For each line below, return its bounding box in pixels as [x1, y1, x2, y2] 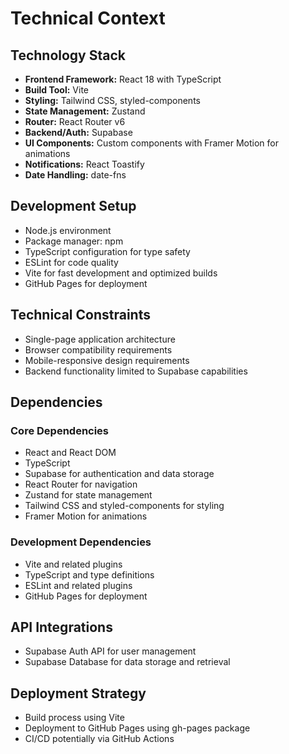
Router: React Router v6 [24, 116, 126, 127]
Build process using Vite [24, 712, 125, 724]
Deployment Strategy [10, 685, 147, 702]
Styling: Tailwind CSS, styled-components [24, 95, 201, 106]
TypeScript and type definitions [24, 568, 155, 581]
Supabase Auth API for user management [24, 645, 197, 657]
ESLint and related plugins [24, 579, 133, 591]
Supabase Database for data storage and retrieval [24, 656, 231, 668]
